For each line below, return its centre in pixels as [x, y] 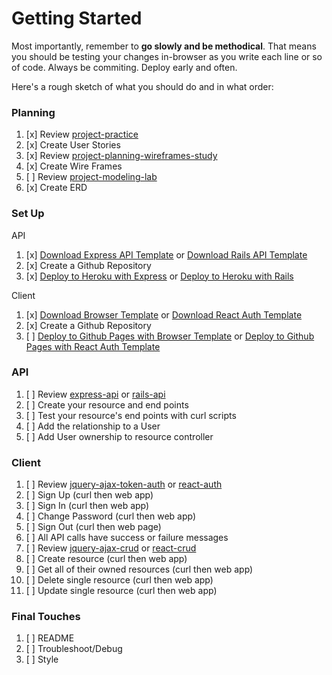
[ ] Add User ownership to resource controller [119, 436]
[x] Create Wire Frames [74, 166]
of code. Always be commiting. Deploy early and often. [124, 67]
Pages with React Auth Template [93, 346]
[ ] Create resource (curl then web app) [106, 559]
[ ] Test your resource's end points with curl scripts [131, 415]
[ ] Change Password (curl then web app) [111, 516]
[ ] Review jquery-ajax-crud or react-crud [111, 548]
